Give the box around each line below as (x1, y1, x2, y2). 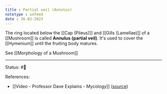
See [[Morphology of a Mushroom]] (5, 50, 78, 56)
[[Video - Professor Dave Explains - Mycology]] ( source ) (12, 84, 128, 90)
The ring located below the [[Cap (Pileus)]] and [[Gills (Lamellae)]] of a (5, 30, 150, 36)
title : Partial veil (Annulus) (5, 7, 72, 12)
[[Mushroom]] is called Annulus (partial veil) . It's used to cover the (5, 35, 143, 41)
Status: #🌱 (5, 64, 26, 70)
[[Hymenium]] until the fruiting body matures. (5, 41, 98, 47)
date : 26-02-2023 (5, 16, 43, 21)
